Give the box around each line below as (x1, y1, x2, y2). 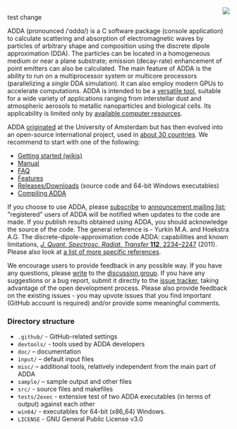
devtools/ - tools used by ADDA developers (17, 340, 145, 349)
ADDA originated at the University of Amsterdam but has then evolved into (7, 123, 224, 131)
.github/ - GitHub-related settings (17, 332, 118, 341)
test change (7, 13, 42, 21)
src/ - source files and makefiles (17, 385, 114, 394)
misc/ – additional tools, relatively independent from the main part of (17, 363, 217, 371)
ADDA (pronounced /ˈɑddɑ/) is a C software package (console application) (7, 27, 224, 35)
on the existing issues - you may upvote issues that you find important (7, 291, 212, 299)
